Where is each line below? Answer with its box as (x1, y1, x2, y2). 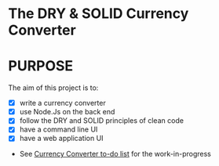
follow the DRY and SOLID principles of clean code (19, 116, 184, 125)
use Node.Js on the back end (19, 107, 115, 117)
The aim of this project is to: (8, 83, 99, 92)
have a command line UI (19, 125, 98, 134)
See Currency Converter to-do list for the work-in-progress (19, 150, 212, 159)
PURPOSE (8, 57, 74, 75)
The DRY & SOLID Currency (8, 5, 189, 23)
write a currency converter (19, 99, 106, 108)
